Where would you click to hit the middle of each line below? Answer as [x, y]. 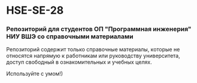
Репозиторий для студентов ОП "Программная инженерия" [99, 29]
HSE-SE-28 [35, 10]
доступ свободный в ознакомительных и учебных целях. [79, 62]
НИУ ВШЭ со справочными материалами [70, 36]
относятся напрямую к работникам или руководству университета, [93, 56]
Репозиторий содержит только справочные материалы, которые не [93, 50]
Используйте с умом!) [35, 74]
